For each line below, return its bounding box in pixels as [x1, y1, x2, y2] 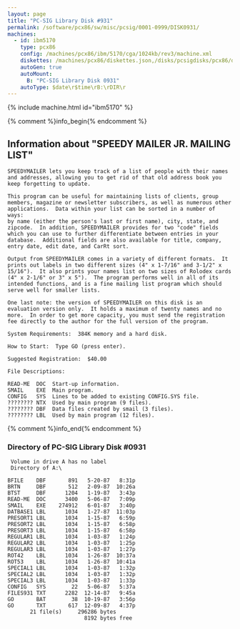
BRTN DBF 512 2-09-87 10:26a [7, 483, 136, 490]
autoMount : [20, 70, 53, 77]
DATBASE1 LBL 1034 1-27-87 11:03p [7, 508, 136, 515]
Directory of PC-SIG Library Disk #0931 [7, 442, 146, 452]
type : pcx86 [20, 44, 56, 51]
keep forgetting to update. [7, 180, 91, 188]
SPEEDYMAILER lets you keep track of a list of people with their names [7, 168, 229, 175]
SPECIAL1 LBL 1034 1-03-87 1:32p [7, 565, 136, 572]
